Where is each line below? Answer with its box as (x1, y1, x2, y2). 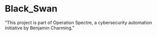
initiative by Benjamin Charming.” (5, 24, 75, 30)
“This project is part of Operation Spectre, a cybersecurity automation (5, 19, 152, 25)
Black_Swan (5, 3, 58, 14)
